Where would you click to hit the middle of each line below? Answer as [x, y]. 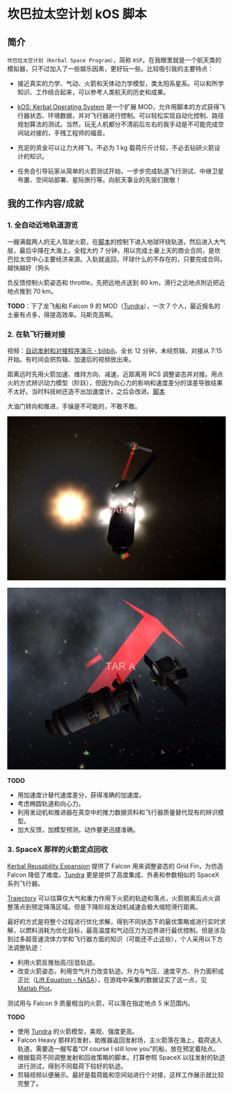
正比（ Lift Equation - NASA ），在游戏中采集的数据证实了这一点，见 [112, 979]
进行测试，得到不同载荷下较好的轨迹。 [72, 1066]
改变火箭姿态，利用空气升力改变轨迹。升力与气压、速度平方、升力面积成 [120, 971]
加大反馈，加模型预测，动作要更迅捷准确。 [78, 830]
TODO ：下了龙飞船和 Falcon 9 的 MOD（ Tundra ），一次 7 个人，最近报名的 [114, 305]
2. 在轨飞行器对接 [36, 334]
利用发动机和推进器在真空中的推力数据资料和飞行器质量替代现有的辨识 [118, 812]
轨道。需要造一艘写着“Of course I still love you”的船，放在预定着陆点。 [118, 1048]
